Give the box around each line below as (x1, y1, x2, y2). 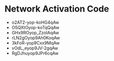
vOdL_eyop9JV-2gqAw (11, 45, 58, 51)
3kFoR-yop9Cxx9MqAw (11, 40, 60, 46)
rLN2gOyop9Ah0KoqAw (11, 35, 60, 41)
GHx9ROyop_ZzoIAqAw (11, 30, 59, 35)
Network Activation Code (4, 3, 109, 15)
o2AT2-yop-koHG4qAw (11, 19, 59, 25)
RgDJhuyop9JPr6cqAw (11, 50, 59, 56)
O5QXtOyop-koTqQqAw (11, 24, 59, 30)
